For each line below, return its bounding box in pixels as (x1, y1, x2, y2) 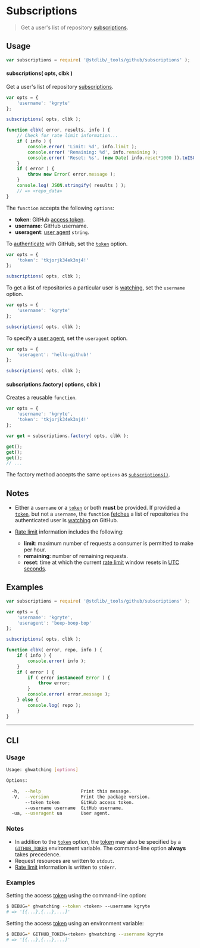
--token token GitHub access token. (24, 799, 135, 805)
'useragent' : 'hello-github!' (17, 351, 92, 358)
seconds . (23, 565, 46, 572)
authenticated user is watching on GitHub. (14, 517, 118, 524)
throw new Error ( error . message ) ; (27, 171, 116, 177)
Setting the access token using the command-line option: (6, 891, 147, 899)
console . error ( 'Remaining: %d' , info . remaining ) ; (27, 149, 159, 155)
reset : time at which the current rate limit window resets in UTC (23, 559, 180, 566)
